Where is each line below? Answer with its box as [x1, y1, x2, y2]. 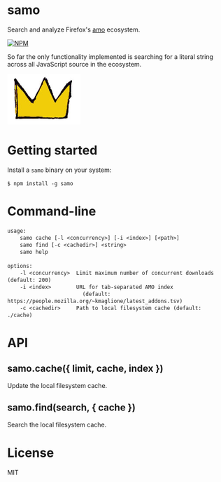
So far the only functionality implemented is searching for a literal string [7, 52, 213, 61]
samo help [20, 248, 49, 255]
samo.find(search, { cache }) [7, 402, 136, 414]
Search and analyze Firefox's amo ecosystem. [7, 25, 141, 34]
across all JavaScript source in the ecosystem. [7, 60, 142, 68]
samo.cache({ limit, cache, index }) [7, 363, 164, 375]
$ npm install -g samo [7, 180, 73, 187]
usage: [7, 227, 27, 234]
